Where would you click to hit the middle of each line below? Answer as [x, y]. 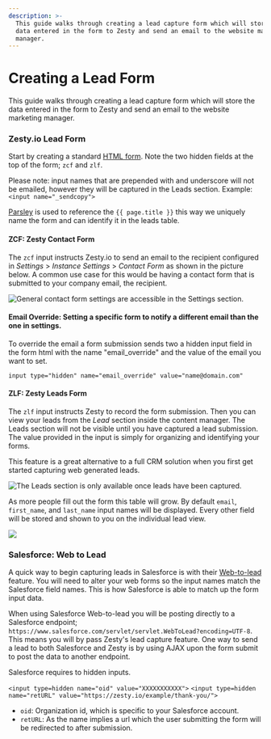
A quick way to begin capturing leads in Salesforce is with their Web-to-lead [135, 572]
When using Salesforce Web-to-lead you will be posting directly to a [122, 614]
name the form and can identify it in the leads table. [94, 221]
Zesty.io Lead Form [47, 139]
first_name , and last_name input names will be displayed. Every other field [131, 510]
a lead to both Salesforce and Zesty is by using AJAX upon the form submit [133, 648]
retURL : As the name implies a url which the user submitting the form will [140, 720]
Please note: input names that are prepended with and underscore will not [131, 181]
